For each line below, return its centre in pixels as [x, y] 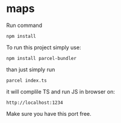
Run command [24, 25]
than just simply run [31, 69]
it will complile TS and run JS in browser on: [61, 91]
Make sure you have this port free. [49, 113]
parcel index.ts [26, 80]
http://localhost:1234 [35, 103]
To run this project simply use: [44, 47]
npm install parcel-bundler [42, 58]
